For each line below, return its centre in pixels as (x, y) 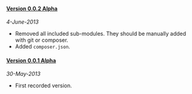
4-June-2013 (23, 22)
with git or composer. (41, 40)
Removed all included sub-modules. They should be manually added (101, 34)
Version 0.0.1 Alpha (31, 60)
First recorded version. (44, 86)
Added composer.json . (43, 47)
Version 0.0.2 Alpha (32, 8)
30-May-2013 (23, 74)
